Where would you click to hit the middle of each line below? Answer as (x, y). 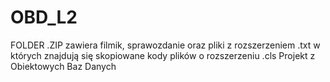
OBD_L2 (44, 17)
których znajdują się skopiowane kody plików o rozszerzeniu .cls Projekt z (163, 55)
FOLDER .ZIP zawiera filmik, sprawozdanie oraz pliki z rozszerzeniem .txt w (165, 45)
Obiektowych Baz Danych (63, 66)
